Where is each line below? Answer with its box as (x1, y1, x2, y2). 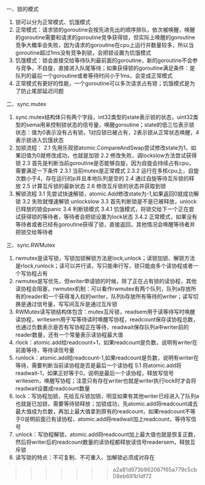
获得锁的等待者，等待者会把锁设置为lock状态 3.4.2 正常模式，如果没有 (20, 213, 198, 220)
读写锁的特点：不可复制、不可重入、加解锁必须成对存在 (15, 454, 155, 461)
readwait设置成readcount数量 (15, 385, 91, 392)
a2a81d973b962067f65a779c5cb (113, 466, 197, 473)
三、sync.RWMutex (6, 242, 56, 248)
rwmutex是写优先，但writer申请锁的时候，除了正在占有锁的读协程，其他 (15, 278, 197, 285)
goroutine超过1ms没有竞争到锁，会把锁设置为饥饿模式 (15, 49, 152, 56)
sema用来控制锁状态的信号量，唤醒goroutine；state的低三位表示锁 (26, 121, 195, 128)
